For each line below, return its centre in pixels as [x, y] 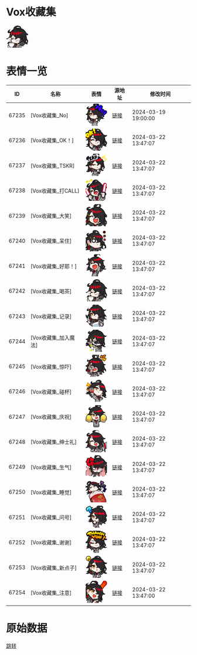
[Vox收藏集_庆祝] [51, 417]
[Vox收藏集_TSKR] [52, 166]
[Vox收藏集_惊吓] [51, 366]
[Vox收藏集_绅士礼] [54, 442]
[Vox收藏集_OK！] [52, 140]
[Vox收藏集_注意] [51, 593]
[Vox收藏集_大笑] [51, 216]
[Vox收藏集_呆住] [51, 241]
